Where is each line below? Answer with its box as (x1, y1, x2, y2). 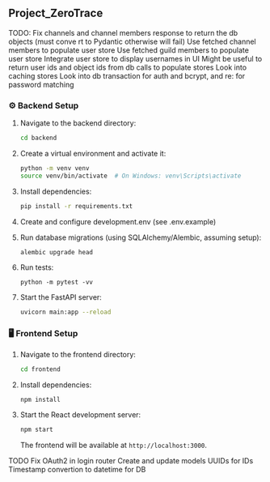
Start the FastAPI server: (19, 292, 103, 302)
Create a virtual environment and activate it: (19, 148, 167, 158)
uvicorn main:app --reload (19, 308, 112, 317)
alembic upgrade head (19, 248, 93, 256)
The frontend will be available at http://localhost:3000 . (19, 441, 208, 450)
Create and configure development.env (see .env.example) (19, 216, 217, 226)
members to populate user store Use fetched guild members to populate (8, 45, 249, 55)
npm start (19, 425, 54, 434)
